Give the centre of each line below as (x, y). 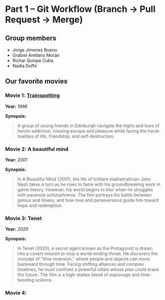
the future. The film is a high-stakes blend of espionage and (78, 275)
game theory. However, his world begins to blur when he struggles (85, 189)
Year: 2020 (17, 229)
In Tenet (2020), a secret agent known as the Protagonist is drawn (85, 248)
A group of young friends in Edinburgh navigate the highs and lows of (88, 126)
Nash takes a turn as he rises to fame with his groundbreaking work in (89, 184)
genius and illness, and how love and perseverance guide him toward (88, 200)
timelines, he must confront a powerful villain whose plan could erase (88, 270)
